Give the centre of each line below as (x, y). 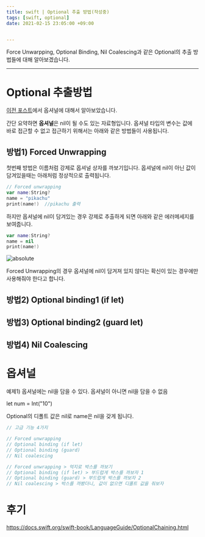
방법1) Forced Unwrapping (56, 152)
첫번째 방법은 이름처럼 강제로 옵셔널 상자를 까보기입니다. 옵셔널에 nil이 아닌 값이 (101, 168)
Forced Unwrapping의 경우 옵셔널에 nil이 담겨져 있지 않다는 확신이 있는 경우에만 (102, 271)
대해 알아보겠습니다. (46, 60)
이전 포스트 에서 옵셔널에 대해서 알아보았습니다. (62, 110)
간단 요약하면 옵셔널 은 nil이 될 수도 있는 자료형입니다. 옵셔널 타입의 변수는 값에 (99, 123)
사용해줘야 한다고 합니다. (36, 279)
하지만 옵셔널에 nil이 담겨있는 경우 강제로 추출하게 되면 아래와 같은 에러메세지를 (100, 216)
